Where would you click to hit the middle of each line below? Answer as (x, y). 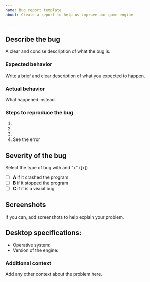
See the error (26, 139)
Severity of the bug (36, 155)
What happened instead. (31, 99)
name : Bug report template (33, 10)
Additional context (28, 263)
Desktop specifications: (43, 233)
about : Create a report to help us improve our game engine (69, 15)
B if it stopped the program (40, 183)
